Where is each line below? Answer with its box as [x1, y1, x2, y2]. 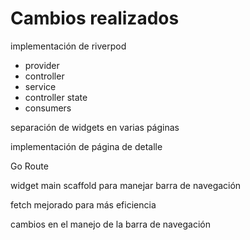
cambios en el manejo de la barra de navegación [10, 218, 211, 230]
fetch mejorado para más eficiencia [10, 198, 157, 211]
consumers [24, 102, 72, 114]
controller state [24, 91, 88, 103]
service [24, 80, 57, 92]
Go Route [10, 160, 49, 172]
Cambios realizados [10, 7, 180, 30]
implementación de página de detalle [10, 140, 163, 152]
